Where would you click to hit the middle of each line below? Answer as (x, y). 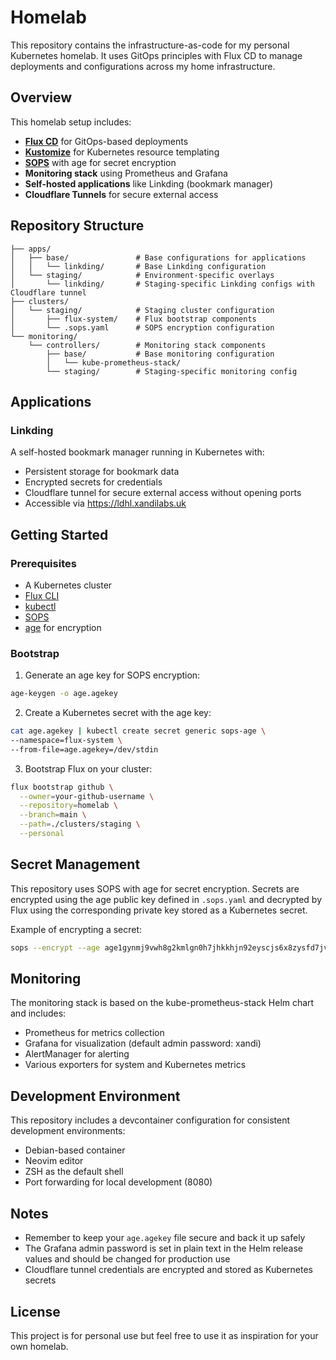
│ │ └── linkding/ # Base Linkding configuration (138, 266)
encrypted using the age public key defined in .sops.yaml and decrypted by (166, 899)
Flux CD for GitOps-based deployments (106, 141)
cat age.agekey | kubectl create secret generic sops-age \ (138, 731)
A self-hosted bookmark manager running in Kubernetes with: (137, 452)
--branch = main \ (53, 815)
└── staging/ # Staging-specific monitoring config (172, 371)
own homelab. (39, 1346)
